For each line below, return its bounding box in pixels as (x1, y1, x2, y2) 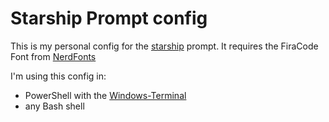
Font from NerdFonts (10, 50, 97, 62)
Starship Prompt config (10, 7, 208, 30)
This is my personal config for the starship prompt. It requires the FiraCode (10, 40, 319, 52)
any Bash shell (24, 100, 85, 112)
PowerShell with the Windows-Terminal (24, 89, 187, 101)
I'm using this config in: (10, 70, 107, 82)
